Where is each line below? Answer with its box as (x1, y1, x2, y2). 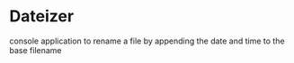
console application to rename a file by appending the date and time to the (9, 35, 285, 46)
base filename (9, 44, 62, 55)
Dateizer (9, 6, 75, 27)
